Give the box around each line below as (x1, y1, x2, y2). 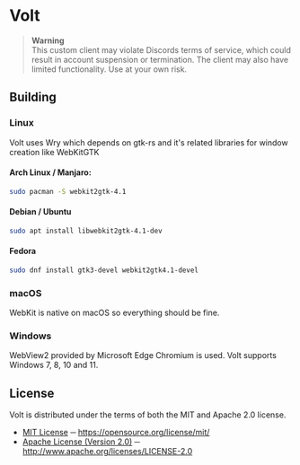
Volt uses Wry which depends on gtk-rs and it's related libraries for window (9, 136, 289, 148)
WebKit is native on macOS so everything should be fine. (9, 307, 220, 319)
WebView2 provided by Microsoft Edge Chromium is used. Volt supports (9, 350, 277, 361)
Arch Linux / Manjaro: (9, 167, 92, 178)
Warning (31, 35, 65, 46)
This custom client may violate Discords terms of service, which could (31, 44, 292, 55)
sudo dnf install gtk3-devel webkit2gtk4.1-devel (9, 266, 199, 275)
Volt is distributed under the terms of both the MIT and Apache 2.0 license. (9, 409, 287, 420)
